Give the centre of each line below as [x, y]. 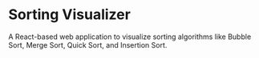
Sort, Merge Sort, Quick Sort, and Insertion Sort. [88, 44]
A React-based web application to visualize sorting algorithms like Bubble [130, 37]
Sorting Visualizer [69, 15]
